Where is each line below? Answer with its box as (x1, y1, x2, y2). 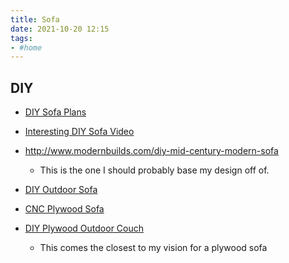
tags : (10, 33, 33, 43)
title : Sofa (10, 14, 60, 25)
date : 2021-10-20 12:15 (10, 24, 110, 34)
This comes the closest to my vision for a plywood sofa (39, 242, 268, 254)
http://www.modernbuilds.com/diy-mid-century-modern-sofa (24, 145, 279, 157)
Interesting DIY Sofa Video (24, 126, 135, 138)
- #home (10, 42, 43, 53)
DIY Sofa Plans (24, 106, 87, 118)
